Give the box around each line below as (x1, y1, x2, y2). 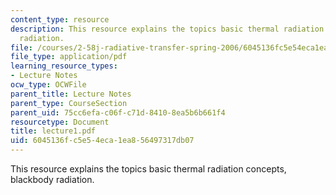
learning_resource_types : (10, 61, 118, 71)
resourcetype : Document (10, 117, 110, 127)
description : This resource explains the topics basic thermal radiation (10, 24, 325, 34)
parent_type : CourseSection (10, 98, 128, 108)
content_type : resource (10, 14, 110, 25)
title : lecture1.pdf (10, 126, 97, 136)
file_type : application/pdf (10, 52, 128, 62)
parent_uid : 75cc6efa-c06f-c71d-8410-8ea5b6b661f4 (10, 107, 226, 118)
